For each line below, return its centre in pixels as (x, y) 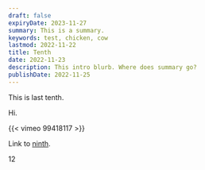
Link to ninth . (29, 143)
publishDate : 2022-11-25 (49, 75)
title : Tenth (30, 52)
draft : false (30, 15)
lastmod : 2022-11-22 (43, 45)
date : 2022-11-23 (37, 60)
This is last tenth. (36, 97)
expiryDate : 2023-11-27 (48, 23)
